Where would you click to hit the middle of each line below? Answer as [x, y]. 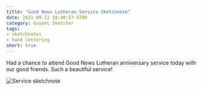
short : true [21, 46]
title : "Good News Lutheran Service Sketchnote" [68, 12]
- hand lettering [28, 40]
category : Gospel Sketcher [40, 23]
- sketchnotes [24, 34]
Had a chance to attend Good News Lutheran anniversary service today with [101, 63]
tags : [13, 29]
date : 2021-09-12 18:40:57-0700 [47, 18]
